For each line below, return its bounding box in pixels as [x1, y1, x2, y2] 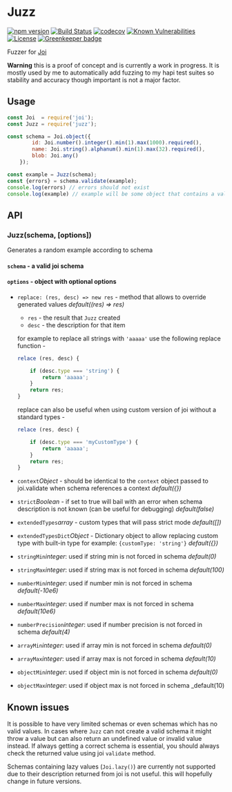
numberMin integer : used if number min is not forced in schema [17, 579, 193, 588]
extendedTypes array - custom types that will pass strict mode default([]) [17, 519, 222, 527]
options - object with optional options [7, 278, 117, 286]
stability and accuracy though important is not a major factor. [7, 75, 181, 84]
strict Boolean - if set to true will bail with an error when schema [17, 498, 202, 506]
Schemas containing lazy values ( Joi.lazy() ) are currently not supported [7, 762, 216, 771]
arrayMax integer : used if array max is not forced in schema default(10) [17, 655, 216, 663]
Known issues [7, 702, 70, 713]
